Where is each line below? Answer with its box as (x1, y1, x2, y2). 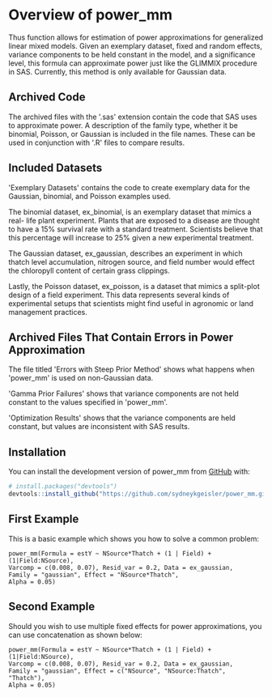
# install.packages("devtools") (8, 482, 117, 491)
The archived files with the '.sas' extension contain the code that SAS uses (8, 112, 257, 121)
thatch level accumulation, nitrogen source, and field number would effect (8, 257, 255, 266)
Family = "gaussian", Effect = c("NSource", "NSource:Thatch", (8, 666, 227, 675)
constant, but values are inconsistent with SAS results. (8, 422, 190, 431)
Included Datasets (8, 161, 103, 175)
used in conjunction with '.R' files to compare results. (8, 138, 185, 147)
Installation (8, 445, 66, 459)
